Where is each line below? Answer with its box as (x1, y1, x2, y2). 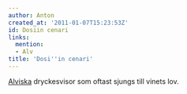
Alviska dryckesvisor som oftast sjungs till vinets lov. (8, 76, 179, 86)
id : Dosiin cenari (8, 26, 69, 34)
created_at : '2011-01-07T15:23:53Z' (8, 19, 129, 27)
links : (8, 33, 30, 42)
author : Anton (8, 11, 55, 20)
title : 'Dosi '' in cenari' (8, 56, 93, 63)
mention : (15, 41, 44, 49)
